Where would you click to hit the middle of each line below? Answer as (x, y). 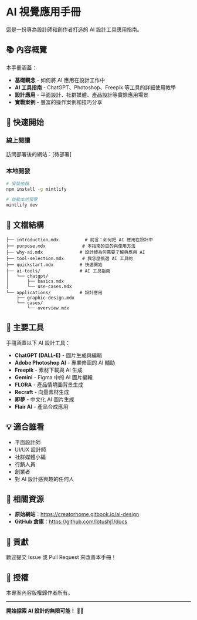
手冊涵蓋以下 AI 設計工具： (38, 343)
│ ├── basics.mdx (35, 282)
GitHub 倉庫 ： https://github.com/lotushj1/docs (71, 522)
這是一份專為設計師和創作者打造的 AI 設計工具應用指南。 (74, 29)
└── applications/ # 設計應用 (54, 293)
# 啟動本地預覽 (22, 200)
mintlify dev (22, 205)
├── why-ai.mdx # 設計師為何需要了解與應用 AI (76, 252)
